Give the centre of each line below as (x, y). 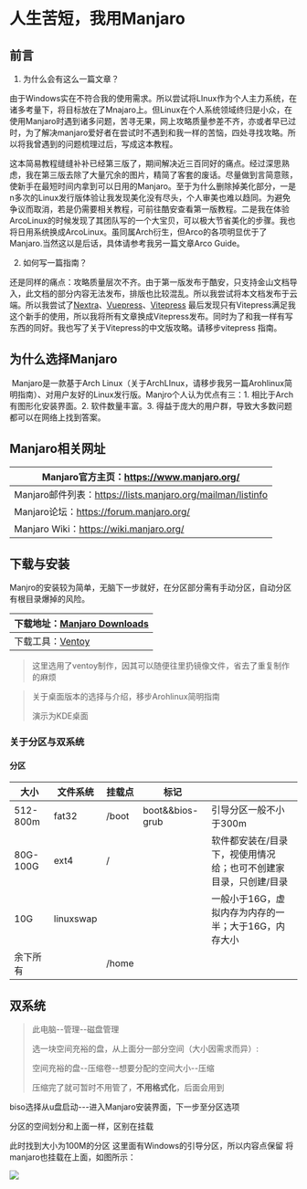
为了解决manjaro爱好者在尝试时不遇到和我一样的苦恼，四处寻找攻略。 (157, 132)
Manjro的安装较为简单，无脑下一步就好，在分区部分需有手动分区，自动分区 (151, 588)
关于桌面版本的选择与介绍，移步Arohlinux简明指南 (126, 697)
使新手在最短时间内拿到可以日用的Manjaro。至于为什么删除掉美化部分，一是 (153, 186)
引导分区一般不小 (248, 809)
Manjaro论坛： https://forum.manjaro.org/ (102, 511)
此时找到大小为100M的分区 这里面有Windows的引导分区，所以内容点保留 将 (152, 1146)
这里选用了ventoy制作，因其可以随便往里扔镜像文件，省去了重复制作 (161, 666)
